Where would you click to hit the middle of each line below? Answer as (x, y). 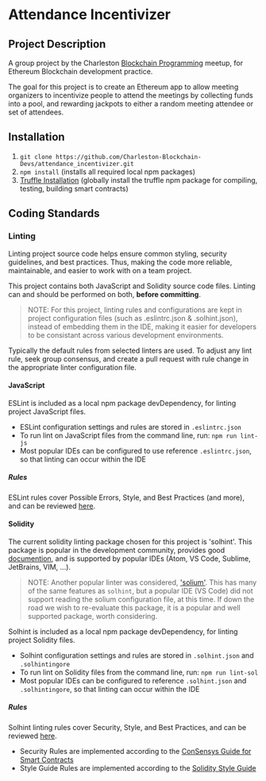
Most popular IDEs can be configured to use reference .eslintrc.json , (135, 450)
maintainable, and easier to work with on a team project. (100, 270)
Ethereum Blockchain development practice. (81, 72)
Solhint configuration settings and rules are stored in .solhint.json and (137, 655)
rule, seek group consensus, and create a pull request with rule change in (129, 358)
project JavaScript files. (47, 412)
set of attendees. (36, 112)
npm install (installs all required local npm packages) (108, 172)
